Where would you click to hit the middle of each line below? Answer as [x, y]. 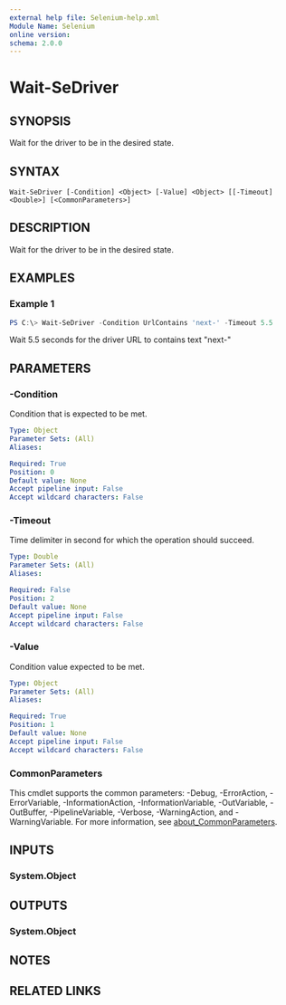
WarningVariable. [42, 822]
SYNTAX [35, 172]
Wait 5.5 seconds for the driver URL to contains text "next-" [120, 340]
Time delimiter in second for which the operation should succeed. [132, 541]
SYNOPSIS [40, 121]
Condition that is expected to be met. [78, 414]
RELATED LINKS [55, 991]
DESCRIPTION [50, 228]
